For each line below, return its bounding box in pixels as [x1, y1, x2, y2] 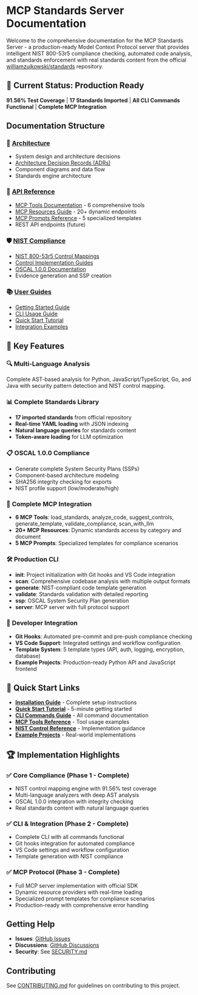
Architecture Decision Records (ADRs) [15, 159, 111, 166]
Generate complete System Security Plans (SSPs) [15, 465, 140, 473]
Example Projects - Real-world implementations [15, 731, 136, 738]
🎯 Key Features [6, 341, 65, 351]
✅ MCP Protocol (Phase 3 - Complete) [6, 868, 120, 877]
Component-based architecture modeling [15, 471, 119, 479]
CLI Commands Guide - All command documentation [15, 711, 149, 719]
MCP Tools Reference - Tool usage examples [15, 718, 129, 726]
